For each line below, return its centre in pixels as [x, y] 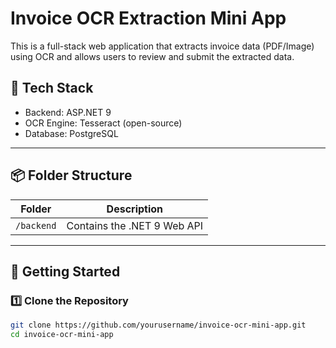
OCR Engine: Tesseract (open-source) [103, 123]
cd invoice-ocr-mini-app [62, 335]
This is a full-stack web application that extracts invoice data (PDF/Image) [162, 46]
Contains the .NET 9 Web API [135, 225]
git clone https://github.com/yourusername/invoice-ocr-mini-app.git [158, 325]
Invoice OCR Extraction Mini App [148, 18]
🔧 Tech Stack [52, 88]
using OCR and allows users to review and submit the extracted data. [152, 56]
